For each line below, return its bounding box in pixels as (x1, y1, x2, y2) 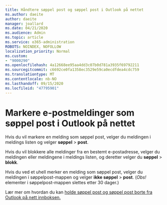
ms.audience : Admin (5, 30, 46, 35)
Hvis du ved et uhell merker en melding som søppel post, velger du (5, 169, 143, 175)
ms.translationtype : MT (5, 72, 55, 77)
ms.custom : (5, 53, 28, 59)
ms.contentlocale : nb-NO (5, 76, 57, 81)
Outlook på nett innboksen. (5, 195, 61, 201)
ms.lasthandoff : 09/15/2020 (5, 81, 64, 86)
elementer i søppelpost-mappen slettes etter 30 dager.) (5, 180, 119, 186)
